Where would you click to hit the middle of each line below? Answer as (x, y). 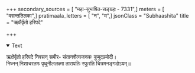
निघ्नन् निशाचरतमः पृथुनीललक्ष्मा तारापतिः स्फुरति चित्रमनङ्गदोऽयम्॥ (69, 64)
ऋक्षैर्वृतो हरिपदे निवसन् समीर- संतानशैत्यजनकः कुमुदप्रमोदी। (61, 57)
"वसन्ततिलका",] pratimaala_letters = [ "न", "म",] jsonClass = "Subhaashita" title (97, 16)
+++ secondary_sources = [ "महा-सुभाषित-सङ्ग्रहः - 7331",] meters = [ (85, 9)
